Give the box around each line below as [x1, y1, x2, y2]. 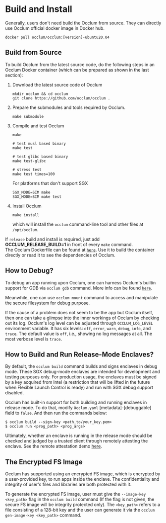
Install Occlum [12, 203, 42, 209]
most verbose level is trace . [5, 336, 62, 342]
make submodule [12, 114, 44, 119]
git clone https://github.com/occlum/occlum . [12, 95, 111, 100]
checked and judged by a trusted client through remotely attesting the [5, 438, 148, 444]
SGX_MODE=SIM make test [12, 194, 62, 199]
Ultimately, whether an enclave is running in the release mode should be [5, 433, 153, 438]
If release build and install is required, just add [5, 236, 100, 242]
